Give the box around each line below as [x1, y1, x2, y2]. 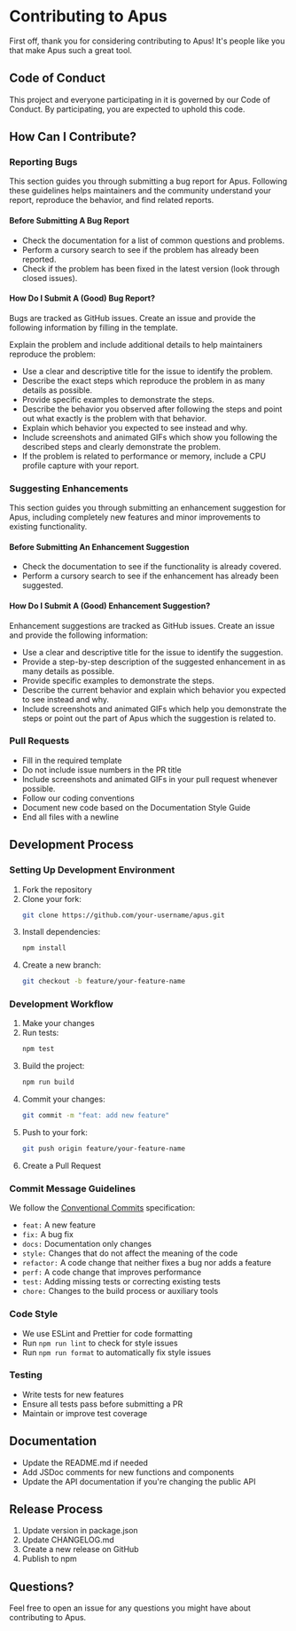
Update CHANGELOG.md [21, 1534, 115, 1545]
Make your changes [21, 1018, 95, 1029]
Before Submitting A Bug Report [9, 216, 130, 226]
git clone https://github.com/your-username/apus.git [21, 911, 225, 920]
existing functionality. [9, 521, 88, 532]
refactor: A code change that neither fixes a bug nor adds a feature [21, 1258, 272, 1268]
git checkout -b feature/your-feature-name [21, 977, 186, 986]
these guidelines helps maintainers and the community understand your [9, 185, 272, 196]
